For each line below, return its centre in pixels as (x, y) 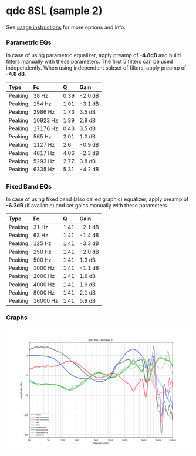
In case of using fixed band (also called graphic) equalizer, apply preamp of (97, 199)
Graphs (17, 318)
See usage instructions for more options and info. (66, 27)
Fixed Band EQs (29, 186)
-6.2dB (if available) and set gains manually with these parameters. (87, 206)
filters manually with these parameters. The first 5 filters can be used (89, 62)
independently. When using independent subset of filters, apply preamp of (96, 68)
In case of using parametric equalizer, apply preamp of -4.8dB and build (94, 55)
